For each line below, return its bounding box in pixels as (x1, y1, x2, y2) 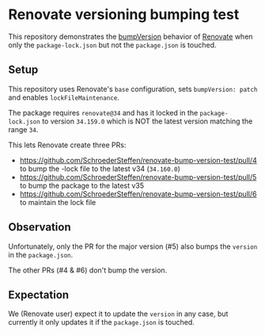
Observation (8, 220, 71, 234)
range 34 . (8, 124, 39, 134)
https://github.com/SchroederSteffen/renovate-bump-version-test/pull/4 (19, 155, 257, 165)
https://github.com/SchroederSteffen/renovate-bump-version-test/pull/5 (19, 172, 257, 181)
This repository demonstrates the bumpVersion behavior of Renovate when (8, 32, 253, 41)
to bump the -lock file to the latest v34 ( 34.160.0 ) (19, 164, 180, 173)
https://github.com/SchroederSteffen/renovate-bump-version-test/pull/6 (19, 188, 257, 199)
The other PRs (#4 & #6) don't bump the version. (8, 265, 168, 275)
